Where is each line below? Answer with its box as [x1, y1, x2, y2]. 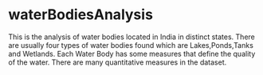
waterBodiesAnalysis [8, 6, 154, 24]
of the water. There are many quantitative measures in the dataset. [8, 57, 227, 67]
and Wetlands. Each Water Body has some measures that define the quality [8, 49, 256, 58]
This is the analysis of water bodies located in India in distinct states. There [8, 32, 255, 41]
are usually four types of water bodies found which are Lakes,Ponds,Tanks [8, 40, 253, 49]
